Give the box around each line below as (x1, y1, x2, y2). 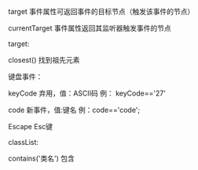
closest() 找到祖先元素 (8, 56, 80, 64)
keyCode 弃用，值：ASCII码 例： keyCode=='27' (8, 89, 167, 98)
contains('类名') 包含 (8, 154, 75, 163)
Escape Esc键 (8, 122, 53, 131)
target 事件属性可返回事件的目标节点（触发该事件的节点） (8, 7, 195, 16)
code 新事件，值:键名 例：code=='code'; (8, 105, 141, 114)
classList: (8, 138, 39, 146)
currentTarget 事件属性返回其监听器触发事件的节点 (8, 24, 171, 33)
